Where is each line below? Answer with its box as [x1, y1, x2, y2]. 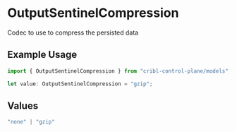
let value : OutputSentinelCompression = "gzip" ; [7, 80, 153, 88]
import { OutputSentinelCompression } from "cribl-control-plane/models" [7, 67, 229, 75]
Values [7, 100, 39, 112]
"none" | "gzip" [7, 119, 55, 126]
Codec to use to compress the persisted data [7, 28, 139, 37]
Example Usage [7, 49, 78, 61]
